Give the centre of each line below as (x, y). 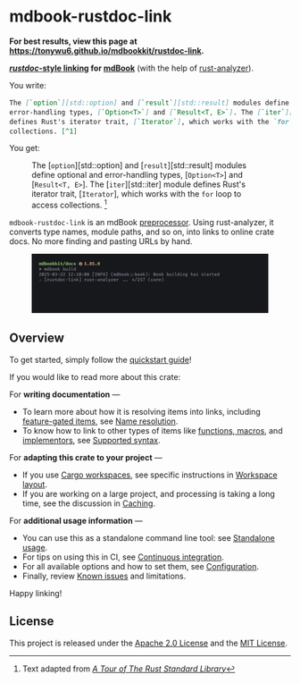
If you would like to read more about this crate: (95, 376)
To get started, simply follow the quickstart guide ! (100, 359)
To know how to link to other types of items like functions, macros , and (152, 430)
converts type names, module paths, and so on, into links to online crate (142, 232)
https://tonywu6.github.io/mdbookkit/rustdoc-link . (107, 50)
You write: (28, 85)
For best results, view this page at (73, 41)
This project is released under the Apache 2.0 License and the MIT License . (149, 643)
